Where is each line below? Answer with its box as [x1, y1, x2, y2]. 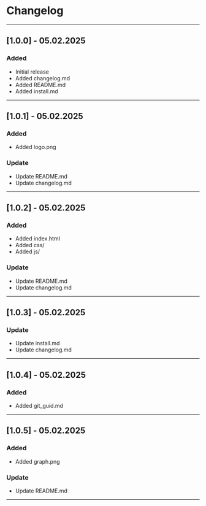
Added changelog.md [15, 74, 71, 82]
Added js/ [15, 248, 40, 255]
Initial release [15, 68, 49, 75]
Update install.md [15, 340, 60, 347]
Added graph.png [15, 458, 60, 465]
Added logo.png [15, 144, 56, 151]
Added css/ [15, 242, 45, 249]
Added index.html [15, 235, 60, 242]
